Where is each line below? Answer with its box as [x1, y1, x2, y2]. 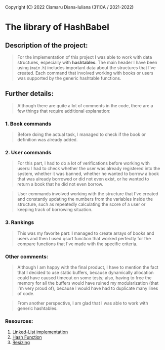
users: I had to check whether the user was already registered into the [17, 166, 161, 172]
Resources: [5, 317, 33, 324]
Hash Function [12, 334, 42, 340]
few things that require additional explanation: [17, 108, 111, 114]
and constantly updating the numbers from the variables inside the [17, 196, 153, 202]
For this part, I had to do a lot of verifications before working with [17, 160, 150, 166]
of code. [17, 291, 35, 296]
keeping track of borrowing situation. [17, 207, 93, 213]
